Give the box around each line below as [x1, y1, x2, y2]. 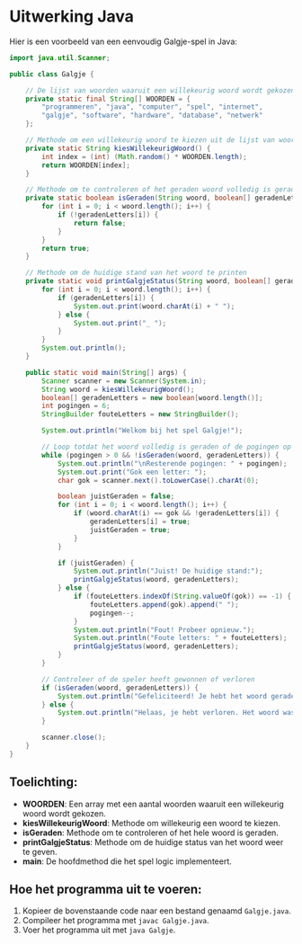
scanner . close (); [41, 733, 106, 743]
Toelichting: [9, 775, 78, 790]
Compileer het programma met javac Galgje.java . [22, 915, 209, 926]
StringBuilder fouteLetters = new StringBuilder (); [41, 410, 240, 419]
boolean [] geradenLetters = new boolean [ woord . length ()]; [41, 393, 263, 402]
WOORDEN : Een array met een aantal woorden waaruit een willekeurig [22, 798, 285, 809]
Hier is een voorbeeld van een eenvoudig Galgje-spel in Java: [9, 36, 238, 47]
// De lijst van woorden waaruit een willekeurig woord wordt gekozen [25, 85, 296, 95]
